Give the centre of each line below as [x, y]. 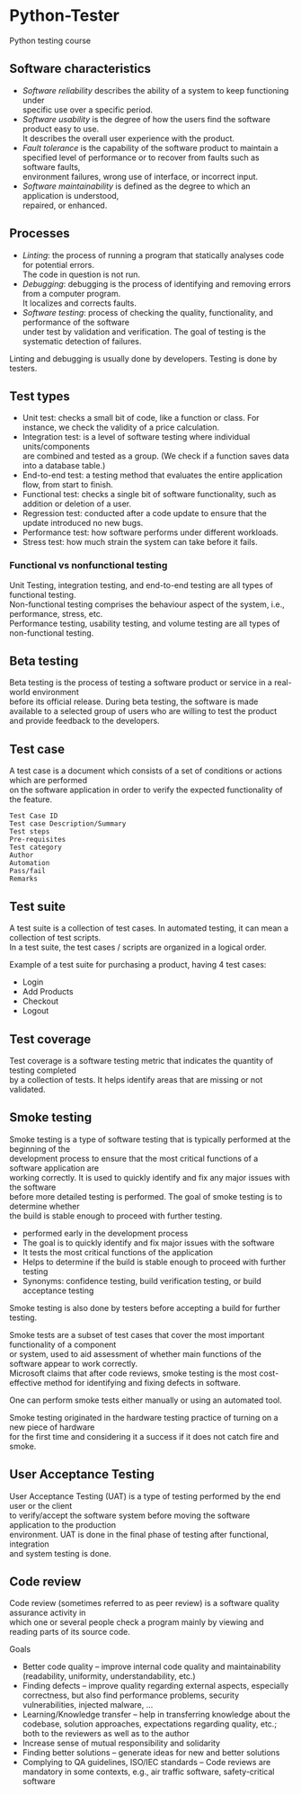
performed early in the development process [105, 1233]
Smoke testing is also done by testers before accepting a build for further [145, 1308]
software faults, [51, 166]
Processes [40, 233]
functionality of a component [63, 1344]
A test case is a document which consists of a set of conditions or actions [146, 771]
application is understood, [71, 195]
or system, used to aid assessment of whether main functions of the [136, 1353]
